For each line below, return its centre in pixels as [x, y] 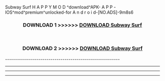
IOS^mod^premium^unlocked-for [38, 12]
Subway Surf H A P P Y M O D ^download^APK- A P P [59, 7]
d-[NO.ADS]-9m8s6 [113, 12]
